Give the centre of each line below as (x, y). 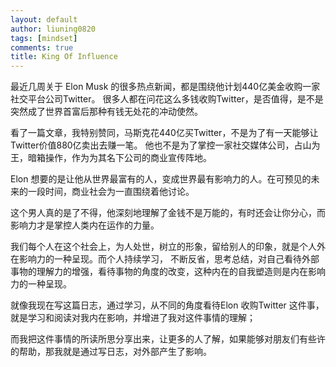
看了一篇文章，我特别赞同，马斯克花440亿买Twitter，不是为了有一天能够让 (164, 133)
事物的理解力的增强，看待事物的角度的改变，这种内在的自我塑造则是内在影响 (168, 272)
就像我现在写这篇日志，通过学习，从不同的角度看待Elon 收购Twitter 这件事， (167, 305)
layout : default (44, 19)
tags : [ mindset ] (44, 38)
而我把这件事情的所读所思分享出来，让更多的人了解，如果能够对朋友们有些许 (168, 339)
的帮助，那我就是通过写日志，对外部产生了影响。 (111, 352)
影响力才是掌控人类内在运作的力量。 (85, 225)
